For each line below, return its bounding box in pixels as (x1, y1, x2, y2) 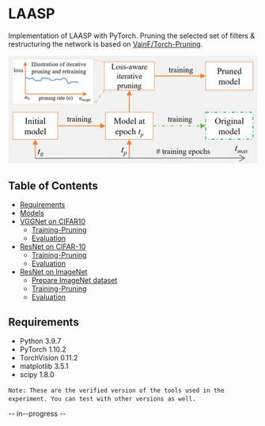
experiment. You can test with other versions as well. (8, 395, 196, 403)
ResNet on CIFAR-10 (19, 242, 86, 251)
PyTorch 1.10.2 (19, 345, 66, 354)
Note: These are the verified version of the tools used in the (8, 386, 225, 395)
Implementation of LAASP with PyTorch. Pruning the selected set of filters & (8, 31, 256, 40)
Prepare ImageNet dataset (31, 276, 118, 285)
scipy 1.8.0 (19, 370, 55, 379)
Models (19, 209, 45, 218)
